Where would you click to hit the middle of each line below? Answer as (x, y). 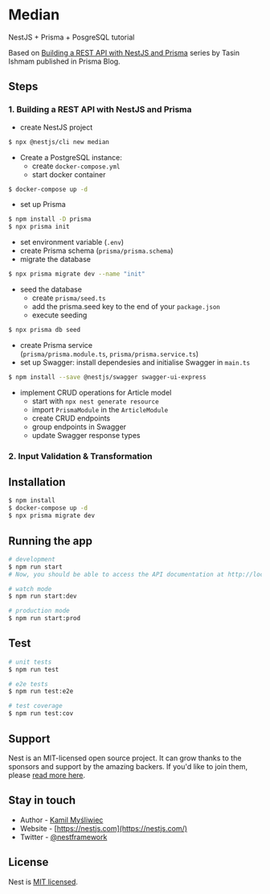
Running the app (50, 541)
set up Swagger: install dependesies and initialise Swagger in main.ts (135, 362)
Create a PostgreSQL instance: (71, 157)
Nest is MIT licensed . (43, 882)
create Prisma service (56, 345)
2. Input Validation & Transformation (80, 456)
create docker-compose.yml (76, 166)
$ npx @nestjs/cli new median (59, 142)
